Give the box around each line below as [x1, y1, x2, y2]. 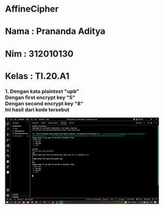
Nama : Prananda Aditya [5, 26, 106, 37]
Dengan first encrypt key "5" [5, 94, 76, 101]
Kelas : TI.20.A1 [5, 70, 70, 82]
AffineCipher [5, 3, 59, 15]
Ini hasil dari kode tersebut [5, 106, 70, 113]
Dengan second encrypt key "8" [5, 100, 84, 107]
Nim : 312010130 [5, 48, 74, 59]
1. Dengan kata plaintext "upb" [5, 88, 80, 95]
